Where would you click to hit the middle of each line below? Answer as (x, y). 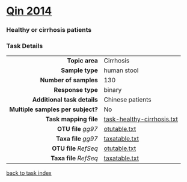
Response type (76, 90)
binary (113, 90)
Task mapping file (72, 120)
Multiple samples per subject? (54, 109)
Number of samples (69, 80)
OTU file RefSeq (75, 148)
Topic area (82, 61)
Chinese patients (127, 100)
